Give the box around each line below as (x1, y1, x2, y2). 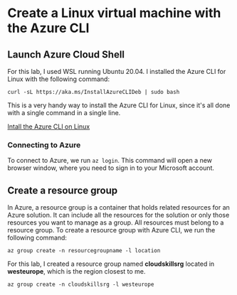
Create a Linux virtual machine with (7, 5, 221, 21)
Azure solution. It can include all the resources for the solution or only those (7, 211, 230, 220)
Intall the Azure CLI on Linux (7, 122, 90, 131)
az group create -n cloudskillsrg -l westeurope (7, 281, 154, 289)
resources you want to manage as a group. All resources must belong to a (7, 218, 224, 227)
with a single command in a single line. (7, 109, 121, 117)
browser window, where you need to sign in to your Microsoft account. (7, 163, 215, 172)
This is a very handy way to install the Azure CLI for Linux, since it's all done (7, 101, 231, 109)
